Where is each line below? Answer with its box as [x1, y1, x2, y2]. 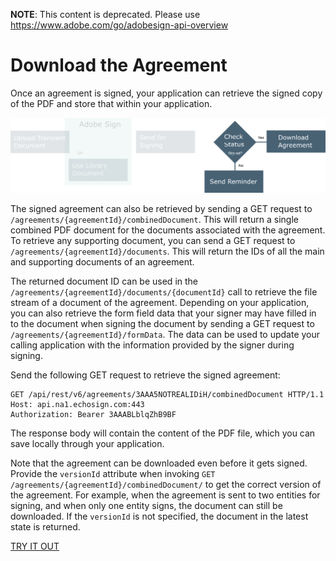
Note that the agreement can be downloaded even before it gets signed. [10, 457, 308, 469]
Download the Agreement [10, 54, 228, 77]
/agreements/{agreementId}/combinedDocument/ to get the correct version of [10, 479, 322, 491]
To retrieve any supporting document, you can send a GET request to [10, 235, 296, 247]
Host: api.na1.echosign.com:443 [10, 400, 145, 410]
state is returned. [10, 521, 81, 533]
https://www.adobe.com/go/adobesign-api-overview [10, 19, 229, 31]
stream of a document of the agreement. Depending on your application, [10, 297, 310, 309]
